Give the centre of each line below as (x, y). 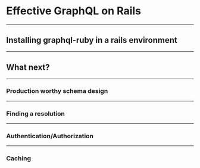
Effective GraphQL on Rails (74, 11)
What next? (28, 68)
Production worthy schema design (57, 91)
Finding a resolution (36, 113)
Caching (19, 158)
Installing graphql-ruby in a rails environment (92, 40)
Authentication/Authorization (50, 136)
